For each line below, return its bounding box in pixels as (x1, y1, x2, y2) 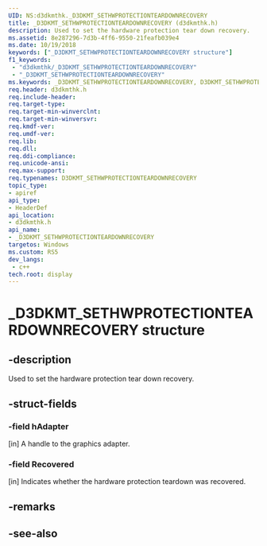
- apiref (8, 188, 37, 197)
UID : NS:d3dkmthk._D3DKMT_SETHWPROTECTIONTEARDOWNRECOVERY (8, 11, 208, 20)
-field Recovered (8, 459, 75, 470)
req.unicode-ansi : (8, 160, 69, 168)
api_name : (8, 226, 41, 234)
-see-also (8, 527, 58, 540)
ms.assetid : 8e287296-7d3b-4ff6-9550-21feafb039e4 (8, 33, 180, 42)
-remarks (8, 500, 56, 513)
